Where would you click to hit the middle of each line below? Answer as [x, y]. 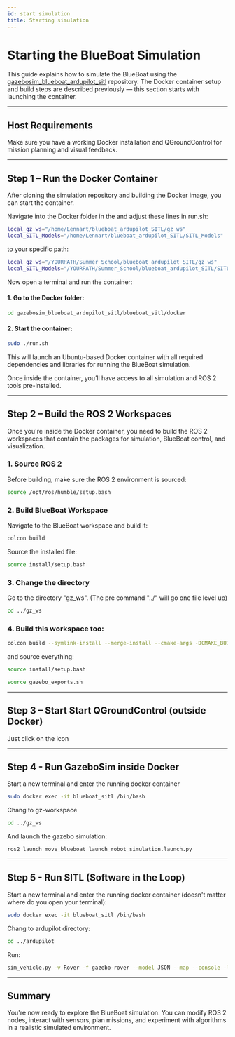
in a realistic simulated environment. [59, 1028]
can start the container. [41, 203]
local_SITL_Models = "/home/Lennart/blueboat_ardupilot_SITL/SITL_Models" [115, 236]
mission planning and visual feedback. [62, 150]
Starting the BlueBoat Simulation [104, 55]
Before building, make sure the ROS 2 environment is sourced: [97, 479]
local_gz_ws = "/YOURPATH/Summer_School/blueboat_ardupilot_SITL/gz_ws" [112, 262]
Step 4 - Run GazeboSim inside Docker [93, 767]
